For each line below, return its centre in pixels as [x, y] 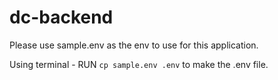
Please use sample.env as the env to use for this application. [134, 45]
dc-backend [61, 17]
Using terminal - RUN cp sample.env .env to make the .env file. [139, 64]
